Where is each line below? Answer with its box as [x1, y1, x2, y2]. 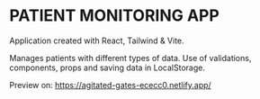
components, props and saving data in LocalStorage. [9, 62, 205, 73]
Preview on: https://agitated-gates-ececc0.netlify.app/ [9, 79, 211, 90]
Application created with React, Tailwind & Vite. [9, 35, 184, 46]
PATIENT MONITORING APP [9, 5, 220, 26]
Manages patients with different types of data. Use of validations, [9, 52, 252, 63]
